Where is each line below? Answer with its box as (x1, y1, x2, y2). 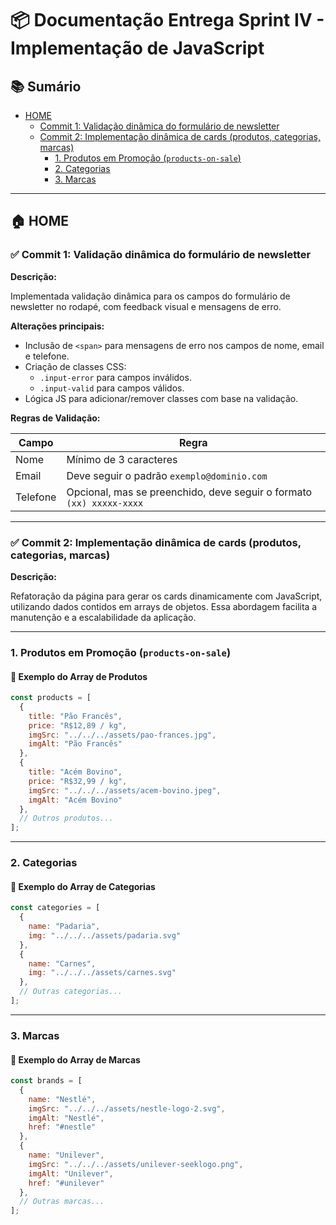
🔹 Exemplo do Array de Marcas (10, 1053, 141, 1066)
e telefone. (24, 350, 70, 362)
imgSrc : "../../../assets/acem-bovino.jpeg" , (28, 785, 222, 796)
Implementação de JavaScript (10, 37, 265, 60)
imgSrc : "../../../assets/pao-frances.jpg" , (28, 730, 217, 740)
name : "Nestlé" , (28, 1094, 97, 1104)
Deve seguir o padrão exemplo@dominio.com (66, 468, 268, 482)
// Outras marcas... (19, 1197, 105, 1207)
